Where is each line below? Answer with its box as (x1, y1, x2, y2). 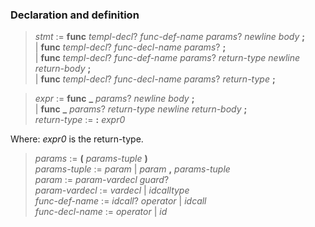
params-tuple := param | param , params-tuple (34, 163, 231, 175)
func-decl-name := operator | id (34, 206, 168, 218)
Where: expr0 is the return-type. (10, 133, 144, 145)
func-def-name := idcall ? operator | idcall (34, 195, 207, 207)
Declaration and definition (10, 8, 140, 22)
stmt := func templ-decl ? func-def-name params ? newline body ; (34, 31, 306, 43)
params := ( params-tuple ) (34, 153, 148, 165)
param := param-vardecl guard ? (34, 174, 170, 186)
